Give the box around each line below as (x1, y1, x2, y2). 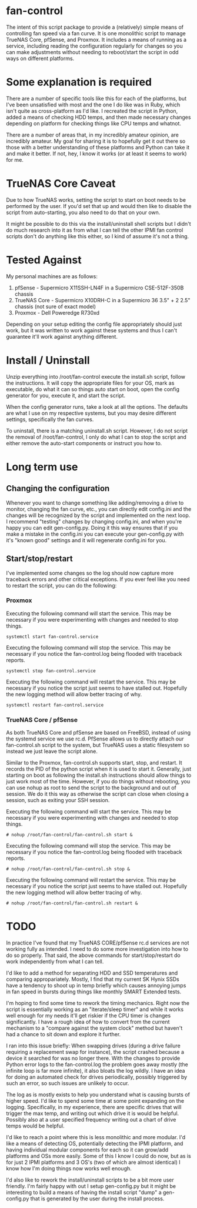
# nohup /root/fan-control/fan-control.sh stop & (6, 866, 131, 872)
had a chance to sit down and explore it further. (6, 1031, 121, 1038)
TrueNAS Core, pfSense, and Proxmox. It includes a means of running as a (6, 36, 187, 43)
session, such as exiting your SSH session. (6, 797, 110, 804)
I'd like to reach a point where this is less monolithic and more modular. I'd (6, 1134, 186, 1141)
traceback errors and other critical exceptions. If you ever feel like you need (6, 575, 190, 583)
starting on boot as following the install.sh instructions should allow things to (6, 772, 192, 779)
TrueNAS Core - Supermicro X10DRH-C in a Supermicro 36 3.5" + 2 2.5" (14, 296, 191, 303)
